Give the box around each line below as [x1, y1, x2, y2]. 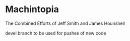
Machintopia [5, 4, 59, 15]
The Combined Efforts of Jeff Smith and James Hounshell [5, 20, 125, 26]
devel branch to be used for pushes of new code [5, 30, 107, 36]
